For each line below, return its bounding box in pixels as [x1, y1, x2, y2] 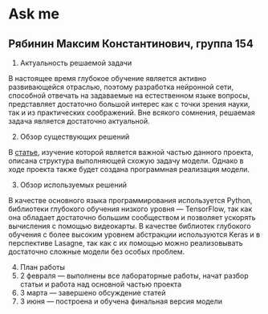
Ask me [8, 5, 60, 23]
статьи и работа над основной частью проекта [19, 279, 182, 289]
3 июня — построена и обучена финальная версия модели [19, 296, 223, 306]
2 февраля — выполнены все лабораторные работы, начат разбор [19, 271, 249, 280]
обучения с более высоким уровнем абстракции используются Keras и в [8, 230, 261, 239]
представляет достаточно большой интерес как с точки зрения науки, [8, 100, 250, 108]
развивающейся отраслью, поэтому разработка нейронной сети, [8, 82, 234, 92]
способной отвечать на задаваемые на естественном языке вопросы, [8, 91, 250, 100]
